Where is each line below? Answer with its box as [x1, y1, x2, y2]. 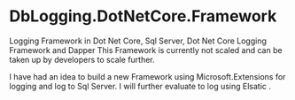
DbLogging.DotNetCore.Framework [9, 6, 277, 27]
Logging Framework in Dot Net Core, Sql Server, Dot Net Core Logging [9, 35, 268, 46]
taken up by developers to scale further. [9, 54, 155, 65]
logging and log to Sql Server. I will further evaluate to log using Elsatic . [9, 81, 272, 91]
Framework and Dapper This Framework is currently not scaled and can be [9, 44, 283, 55]
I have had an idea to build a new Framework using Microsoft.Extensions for [9, 71, 286, 81]
